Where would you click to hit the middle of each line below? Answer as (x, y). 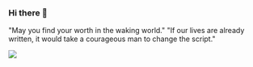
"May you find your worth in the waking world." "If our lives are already (126, 31)
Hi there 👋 (28, 13)
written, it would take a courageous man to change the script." (112, 39)
